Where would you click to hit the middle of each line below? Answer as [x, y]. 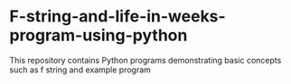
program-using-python [99, 35]
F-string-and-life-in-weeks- [117, 17]
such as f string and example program [80, 70]
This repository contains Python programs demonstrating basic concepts [145, 60]
